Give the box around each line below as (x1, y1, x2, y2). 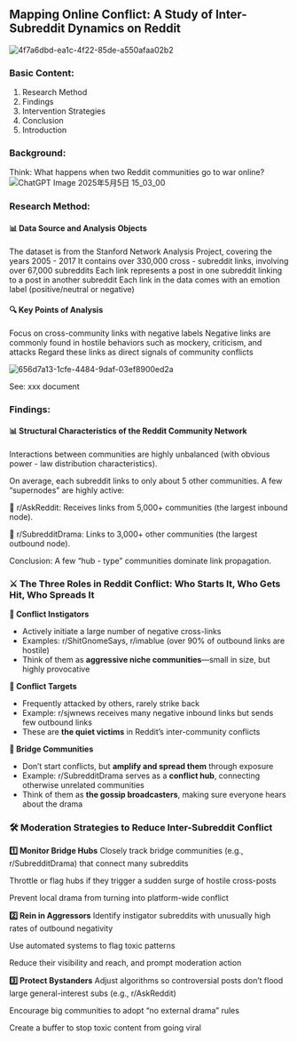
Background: (9, 147, 66, 159)
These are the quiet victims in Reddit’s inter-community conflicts (21, 727, 261, 737)
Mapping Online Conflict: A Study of (9, 7, 214, 22)
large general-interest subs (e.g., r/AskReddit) (9, 988, 177, 998)
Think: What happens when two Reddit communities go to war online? (9, 167, 265, 178)
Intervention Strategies (21, 106, 106, 116)
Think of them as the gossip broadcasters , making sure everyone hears (21, 790, 286, 800)
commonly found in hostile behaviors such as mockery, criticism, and (9, 337, 262, 347)
